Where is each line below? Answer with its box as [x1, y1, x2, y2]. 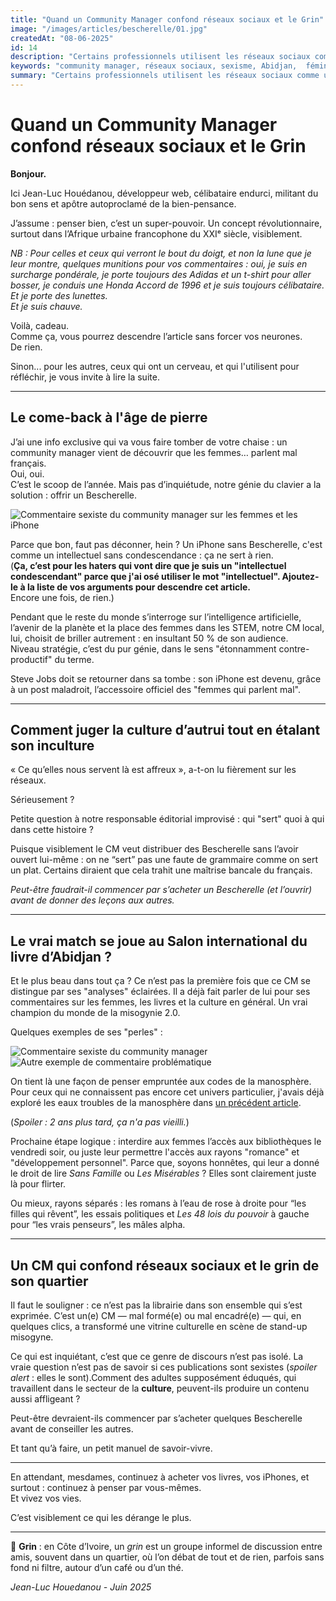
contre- [278, 642, 310, 655]
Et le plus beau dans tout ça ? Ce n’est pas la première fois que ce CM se [10, 975, 311, 987]
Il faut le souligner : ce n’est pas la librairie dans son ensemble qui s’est [10, 1299, 303, 1311]
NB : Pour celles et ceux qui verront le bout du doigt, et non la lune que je [10, 247, 312, 259]
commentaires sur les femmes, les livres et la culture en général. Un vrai [10, 996, 308, 1008]
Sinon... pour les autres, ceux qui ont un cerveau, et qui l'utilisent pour [10, 360, 300, 372]
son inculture [10, 737, 95, 755]
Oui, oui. [10, 467, 45, 480]
